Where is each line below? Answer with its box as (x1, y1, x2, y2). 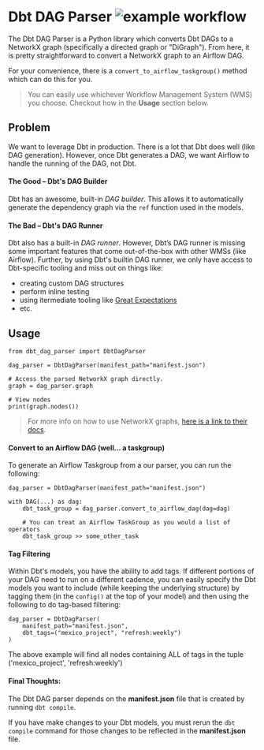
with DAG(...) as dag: (8, 498, 83, 506)
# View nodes (8, 395, 51, 404)
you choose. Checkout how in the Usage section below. (27, 98, 209, 107)
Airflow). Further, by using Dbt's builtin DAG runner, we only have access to (8, 255, 253, 264)
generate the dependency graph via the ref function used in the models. (8, 202, 244, 212)
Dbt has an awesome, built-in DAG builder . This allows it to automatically (8, 194, 244, 203)
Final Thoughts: (8, 676, 61, 685)
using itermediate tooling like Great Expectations (19, 296, 177, 305)
